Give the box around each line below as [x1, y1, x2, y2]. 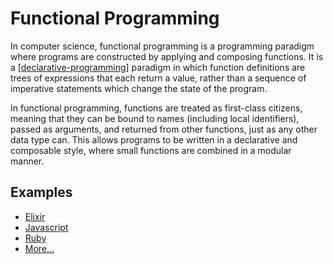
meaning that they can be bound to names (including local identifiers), [10, 112, 300, 124]
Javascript [24, 221, 69, 233]
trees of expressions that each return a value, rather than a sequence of [10, 72, 307, 84]
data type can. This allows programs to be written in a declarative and [10, 133, 298, 146]
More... [24, 242, 55, 254]
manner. [10, 155, 45, 167]
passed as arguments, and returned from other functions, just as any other [10, 123, 318, 135]
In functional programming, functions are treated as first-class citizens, [10, 102, 303, 114]
